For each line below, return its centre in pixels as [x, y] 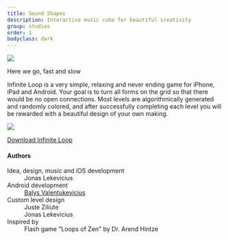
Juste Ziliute [42, 207]
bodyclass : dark [30, 39]
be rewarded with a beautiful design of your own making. [88, 114]
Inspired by [23, 222]
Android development [38, 185]
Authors [19, 156]
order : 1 [20, 33]
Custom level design [36, 200]
